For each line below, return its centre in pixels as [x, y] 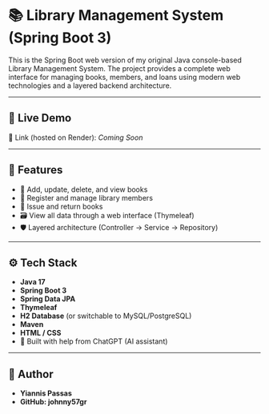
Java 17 [32, 282]
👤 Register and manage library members [86, 197]
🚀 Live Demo [40, 118]
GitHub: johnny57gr [53, 402]
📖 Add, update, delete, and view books [84, 189]
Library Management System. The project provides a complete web [119, 68]
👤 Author [31, 374]
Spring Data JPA [48, 299]
